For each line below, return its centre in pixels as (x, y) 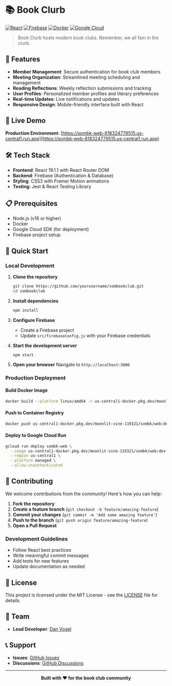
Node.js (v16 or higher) (37, 219)
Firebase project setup (36, 235)
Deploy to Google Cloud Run (36, 436)
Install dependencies (36, 301)
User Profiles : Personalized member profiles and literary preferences (86, 94)
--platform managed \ (33, 461)
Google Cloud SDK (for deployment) (51, 229)
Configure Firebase (34, 320)
